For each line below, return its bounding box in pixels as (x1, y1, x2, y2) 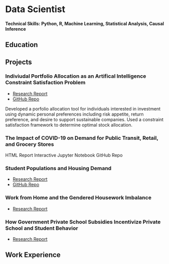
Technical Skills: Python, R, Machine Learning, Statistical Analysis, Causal (5, 20, 164, 26)
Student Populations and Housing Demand (5, 165, 112, 172)
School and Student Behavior (5, 225, 78, 232)
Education (5, 40, 38, 49)
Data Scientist (5, 4, 66, 15)
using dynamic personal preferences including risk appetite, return (5, 111, 144, 117)
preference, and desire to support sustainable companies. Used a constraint (5, 116, 164, 122)
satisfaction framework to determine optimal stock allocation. (5, 122, 133, 128)
